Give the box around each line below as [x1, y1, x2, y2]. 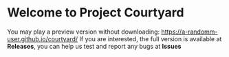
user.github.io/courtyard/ [7, 34, 78, 43]
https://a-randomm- [161, 27, 218, 36]
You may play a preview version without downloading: [7, 27, 160, 36]
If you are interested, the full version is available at [79, 34, 222, 43]
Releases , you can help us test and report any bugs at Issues [7, 42, 182, 50]
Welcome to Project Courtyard [7, 5, 184, 21]
